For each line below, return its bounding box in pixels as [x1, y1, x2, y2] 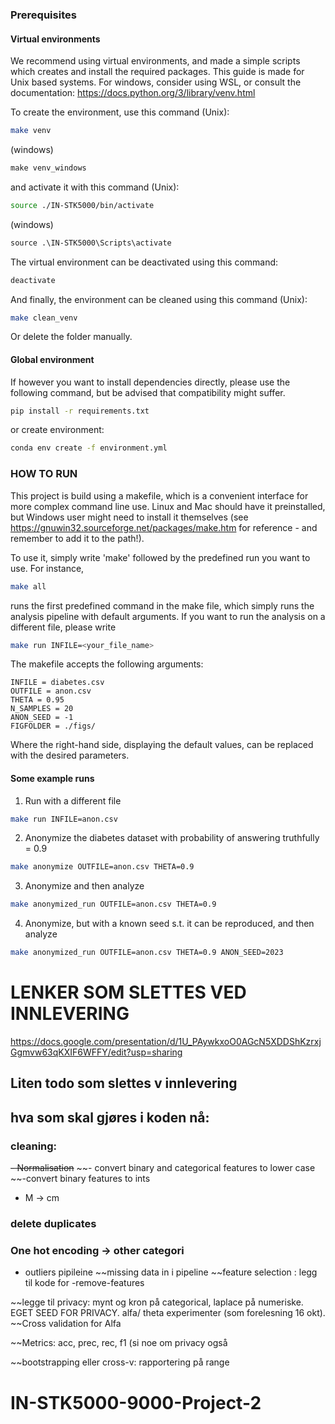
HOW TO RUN [10, 467, 78, 481]
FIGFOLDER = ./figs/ [10, 721, 97, 732]
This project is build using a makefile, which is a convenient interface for [10, 489, 309, 502]
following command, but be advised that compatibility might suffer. [10, 386, 286, 398]
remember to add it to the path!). [10, 532, 145, 544]
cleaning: [10, 1139, 58, 1153]
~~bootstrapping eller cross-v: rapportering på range [10, 1356, 230, 1368]
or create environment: [10, 424, 105, 436]
